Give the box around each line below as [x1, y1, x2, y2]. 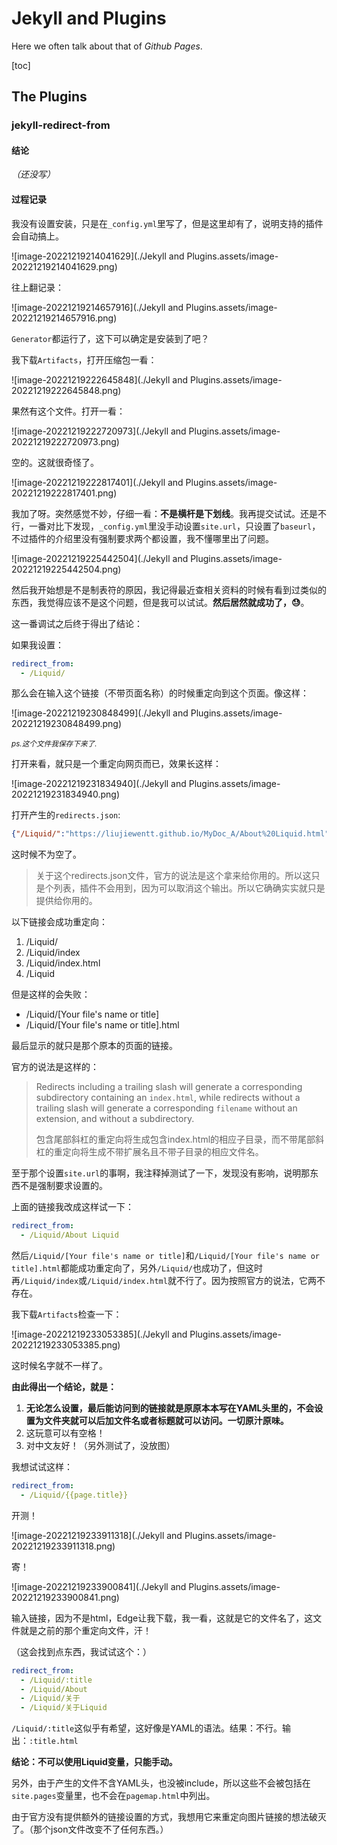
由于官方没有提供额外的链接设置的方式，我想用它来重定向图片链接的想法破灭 [11, 1811, 327, 1823]
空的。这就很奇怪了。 [11, 456, 99, 468]
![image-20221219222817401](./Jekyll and [11, 476, 184, 488]
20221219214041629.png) [11, 260, 118, 272]
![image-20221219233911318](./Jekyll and [11, 1529, 183, 1541]
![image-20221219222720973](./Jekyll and [11, 425, 187, 437]
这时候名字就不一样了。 [11, 1360, 108, 1372]
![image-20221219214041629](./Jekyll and [11, 250, 185, 262]
